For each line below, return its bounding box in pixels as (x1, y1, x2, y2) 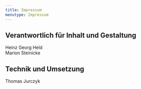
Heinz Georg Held (5, 44, 43, 51)
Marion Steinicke (5, 50, 41, 56)
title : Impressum (5, 7, 42, 13)
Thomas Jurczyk (5, 78, 41, 84)
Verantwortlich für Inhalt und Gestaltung (5, 31, 136, 40)
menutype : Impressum (5, 12, 49, 17)
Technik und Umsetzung (5, 65, 85, 73)
